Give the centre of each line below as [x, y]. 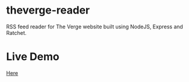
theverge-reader [48, 10]
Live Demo [33, 57]
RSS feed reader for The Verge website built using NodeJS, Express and [94, 27]
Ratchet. [16, 32]
